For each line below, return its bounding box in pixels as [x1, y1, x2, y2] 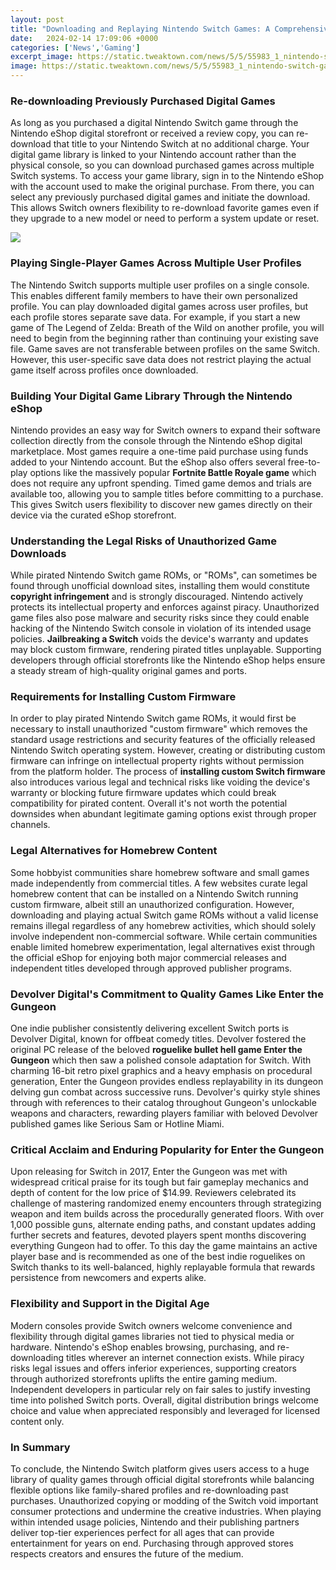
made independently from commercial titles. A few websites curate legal [10, 877, 308, 889]
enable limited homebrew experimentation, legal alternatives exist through [10, 941, 316, 953]
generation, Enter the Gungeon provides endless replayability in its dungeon [10, 1076, 324, 1088]
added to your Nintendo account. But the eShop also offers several [10, 456, 286, 468]
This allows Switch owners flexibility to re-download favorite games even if [10, 202, 320, 214]
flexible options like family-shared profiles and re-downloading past [10, 1484, 289, 1496]
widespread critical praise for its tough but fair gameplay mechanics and [10, 1176, 309, 1188]
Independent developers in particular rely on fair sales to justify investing [10, 1383, 311, 1395]
